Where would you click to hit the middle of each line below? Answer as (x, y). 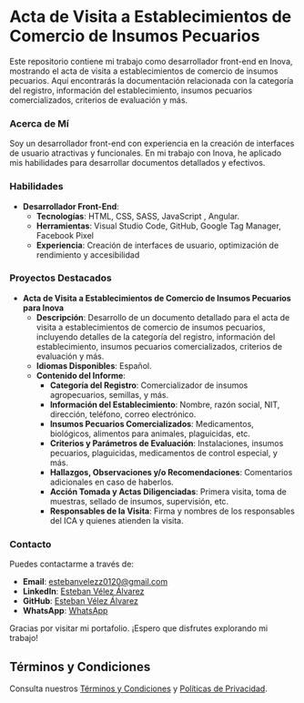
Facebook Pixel (65, 235)
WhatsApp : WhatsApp (65, 611)
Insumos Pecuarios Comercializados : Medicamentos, (152, 423)
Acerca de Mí (40, 123)
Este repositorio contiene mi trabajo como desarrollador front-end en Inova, (151, 61)
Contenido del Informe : (81, 375)
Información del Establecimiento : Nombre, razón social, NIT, (165, 404)
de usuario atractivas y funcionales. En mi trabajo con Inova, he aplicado (146, 153)
